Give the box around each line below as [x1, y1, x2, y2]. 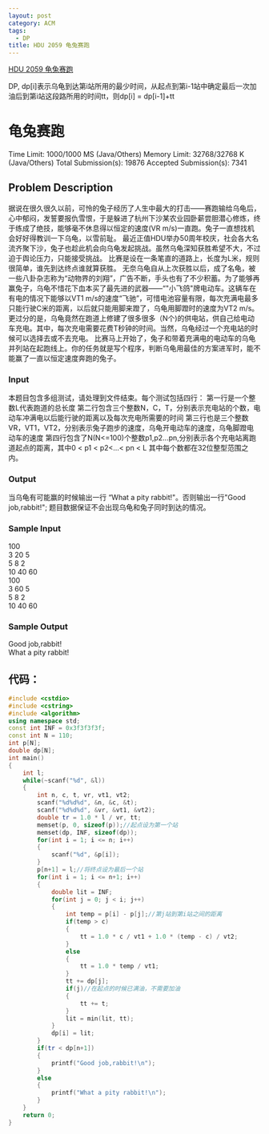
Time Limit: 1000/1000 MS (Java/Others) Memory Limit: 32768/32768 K [8, 150, 245, 159]
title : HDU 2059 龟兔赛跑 [8, 42, 90, 50]
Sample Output [8, 621, 68, 632]
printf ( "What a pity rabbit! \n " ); [50, 1089, 167, 1097]
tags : [8, 26, 26, 34]
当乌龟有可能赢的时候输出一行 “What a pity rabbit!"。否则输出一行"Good [8, 493, 247, 503]
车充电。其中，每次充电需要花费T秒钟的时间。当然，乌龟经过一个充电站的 [8, 323, 252, 333]
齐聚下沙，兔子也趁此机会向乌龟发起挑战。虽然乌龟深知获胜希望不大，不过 [14, 243, 261, 253]
